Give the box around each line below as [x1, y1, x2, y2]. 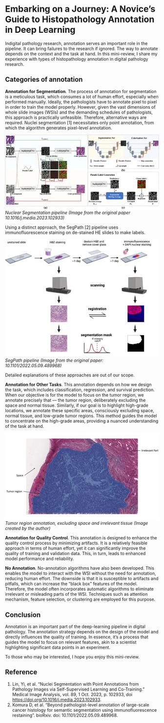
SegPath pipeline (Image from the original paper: [5, 357, 104, 363]
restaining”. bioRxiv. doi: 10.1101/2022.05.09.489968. [12, 712, 118, 718]
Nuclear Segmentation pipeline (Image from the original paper [5, 210, 131, 215]
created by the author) [5, 525, 51, 532]
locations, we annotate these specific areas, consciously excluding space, [5, 407, 155, 413]
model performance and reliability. [5, 556, 74, 561]
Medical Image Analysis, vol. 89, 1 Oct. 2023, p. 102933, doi [12, 691, 133, 697]
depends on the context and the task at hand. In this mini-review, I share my [5, 50, 158, 57]
